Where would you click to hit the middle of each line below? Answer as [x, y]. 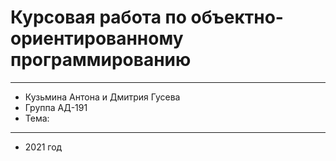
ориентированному [97, 38]
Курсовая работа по [98, 17]
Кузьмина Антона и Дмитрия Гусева [102, 97]
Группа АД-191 [56, 107]
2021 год [43, 147]
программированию [101, 60]
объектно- [237, 17]
